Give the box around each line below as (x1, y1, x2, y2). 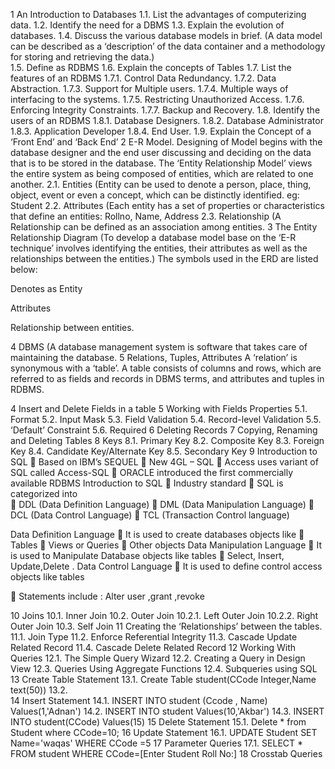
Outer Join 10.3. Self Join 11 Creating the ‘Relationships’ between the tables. (10, 620, 323, 632)
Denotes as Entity (10, 283, 83, 294)
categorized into (10, 488, 78, 499)
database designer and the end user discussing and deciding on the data (10, 147, 312, 158)
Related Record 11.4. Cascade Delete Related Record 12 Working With (10, 642, 297, 653)
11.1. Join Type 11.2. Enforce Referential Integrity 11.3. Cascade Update (10, 631, 298, 643)
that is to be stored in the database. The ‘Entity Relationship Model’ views (10, 157, 313, 169)
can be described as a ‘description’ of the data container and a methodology (10, 40, 326, 52)
